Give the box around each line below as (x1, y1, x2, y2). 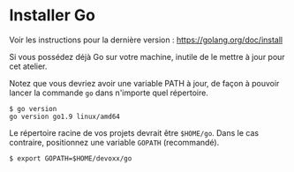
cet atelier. (9, 61, 48, 71)
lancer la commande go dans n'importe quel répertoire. (9, 87, 209, 98)
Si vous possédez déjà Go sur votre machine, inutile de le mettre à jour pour (9, 51, 285, 62)
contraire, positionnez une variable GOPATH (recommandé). (9, 137, 220, 147)
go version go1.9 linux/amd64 (9, 112, 121, 121)
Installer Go (9, 5, 95, 26)
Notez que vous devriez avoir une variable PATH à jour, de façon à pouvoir (9, 78, 280, 88)
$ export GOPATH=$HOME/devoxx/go (9, 153, 132, 163)
